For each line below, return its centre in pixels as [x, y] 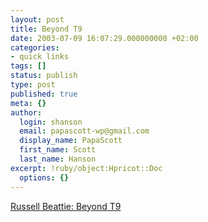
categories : [35, 47]
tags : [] [28, 66]
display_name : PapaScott [71, 141]
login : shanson [51, 122]
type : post [33, 85]
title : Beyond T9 [46, 29]
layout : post [37, 19]
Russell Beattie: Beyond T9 [66, 206]
